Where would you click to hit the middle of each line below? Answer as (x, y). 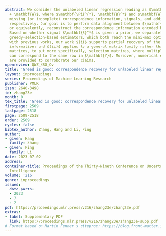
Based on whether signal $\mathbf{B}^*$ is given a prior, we (75, 33)
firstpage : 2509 (22, 106)
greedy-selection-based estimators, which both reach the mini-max (81, 38)
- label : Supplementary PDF (34, 217)
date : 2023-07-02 (23, 157)
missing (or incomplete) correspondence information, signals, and (81, 19)
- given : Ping (20, 148)
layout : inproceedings (28, 74)
